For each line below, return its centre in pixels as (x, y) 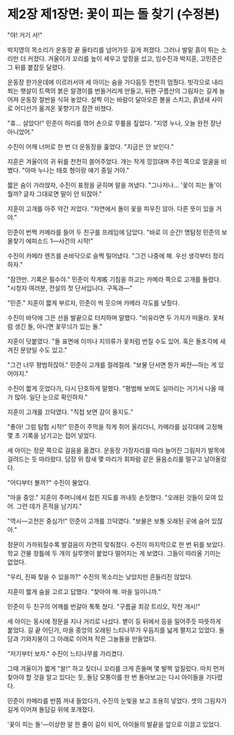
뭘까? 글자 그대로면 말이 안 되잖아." (55, 193)
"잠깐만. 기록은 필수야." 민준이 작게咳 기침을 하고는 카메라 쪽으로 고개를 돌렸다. (114, 279)
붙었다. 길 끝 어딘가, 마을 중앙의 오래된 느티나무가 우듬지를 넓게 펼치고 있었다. (112, 630)
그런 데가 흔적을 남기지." (49, 506)
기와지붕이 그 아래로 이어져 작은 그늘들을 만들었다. (88, 639)
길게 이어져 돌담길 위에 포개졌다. (51, 709)
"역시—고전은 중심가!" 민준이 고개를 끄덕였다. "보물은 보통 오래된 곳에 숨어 (109, 521)
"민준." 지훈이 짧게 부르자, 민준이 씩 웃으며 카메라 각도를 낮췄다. (94, 303)
